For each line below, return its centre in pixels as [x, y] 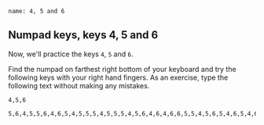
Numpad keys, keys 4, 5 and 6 [83, 35]
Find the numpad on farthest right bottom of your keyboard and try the [123, 69]
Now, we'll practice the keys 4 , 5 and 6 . [71, 54]
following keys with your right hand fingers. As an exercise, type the [118, 77]
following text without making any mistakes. [79, 85]
